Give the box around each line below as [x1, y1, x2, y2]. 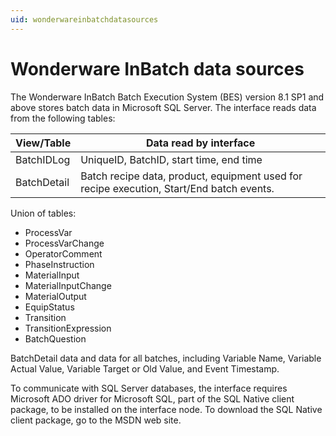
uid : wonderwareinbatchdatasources [10, 14, 159, 25]
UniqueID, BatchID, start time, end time [80, 152, 263, 166]
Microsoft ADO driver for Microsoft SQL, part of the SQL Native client [10, 392, 295, 405]
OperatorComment [24, 247, 103, 260]
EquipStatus [24, 301, 75, 313]
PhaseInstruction [24, 258, 95, 270]
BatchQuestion [24, 332, 87, 345]
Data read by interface [145, 136, 256, 150]
